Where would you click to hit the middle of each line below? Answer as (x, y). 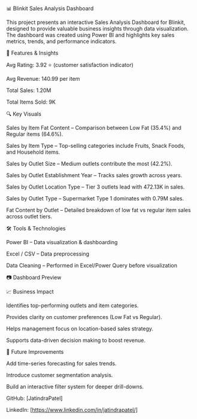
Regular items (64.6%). (35, 134)
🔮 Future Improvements (35, 352)
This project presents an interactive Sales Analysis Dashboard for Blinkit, (96, 22)
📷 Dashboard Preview (34, 277)
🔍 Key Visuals (24, 114)
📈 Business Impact (30, 292)
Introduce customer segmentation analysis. (60, 375)
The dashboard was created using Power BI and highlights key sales (90, 35)
